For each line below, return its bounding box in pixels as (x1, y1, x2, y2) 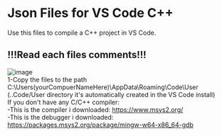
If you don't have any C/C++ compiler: (7, 98, 120, 106)
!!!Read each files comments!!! (7, 49, 147, 61)
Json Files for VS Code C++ (7, 5, 174, 21)
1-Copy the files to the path (7, 75, 88, 84)
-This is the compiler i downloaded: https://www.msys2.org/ (7, 105, 184, 114)
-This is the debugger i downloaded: (7, 113, 114, 121)
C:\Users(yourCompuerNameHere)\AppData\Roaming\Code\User (7, 83, 199, 91)
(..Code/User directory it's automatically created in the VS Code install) (7, 90, 216, 98)
